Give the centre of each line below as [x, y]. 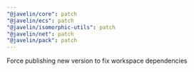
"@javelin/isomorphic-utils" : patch [61, 27]
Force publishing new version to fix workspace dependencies [97, 61]
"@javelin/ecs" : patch [40, 21]
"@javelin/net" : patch [40, 34]
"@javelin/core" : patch [42, 14]
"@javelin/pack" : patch [42, 41]
